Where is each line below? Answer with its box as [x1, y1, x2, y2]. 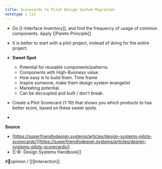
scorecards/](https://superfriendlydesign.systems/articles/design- [12, 138, 146, 145]
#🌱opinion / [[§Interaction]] [5, 158, 60, 164]
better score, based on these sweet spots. [12, 105, 98, 111]
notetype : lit [5, 12, 36, 17]
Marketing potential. [19, 85, 60, 91]
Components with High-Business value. [19, 69, 99, 75]
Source [5, 123, 21, 130]
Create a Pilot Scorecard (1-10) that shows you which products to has [12, 99, 152, 105]
